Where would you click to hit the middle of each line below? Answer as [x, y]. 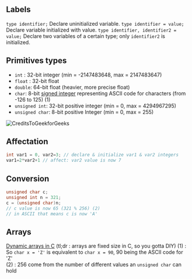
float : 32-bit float [37, 81]
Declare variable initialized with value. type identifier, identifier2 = [91, 30]
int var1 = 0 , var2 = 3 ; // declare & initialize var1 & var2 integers [92, 155]
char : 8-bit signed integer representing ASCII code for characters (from [100, 93]
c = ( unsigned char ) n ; [34, 203]
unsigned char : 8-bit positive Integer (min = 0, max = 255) [84, 112]
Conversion [28, 178]
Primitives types [36, 61]
